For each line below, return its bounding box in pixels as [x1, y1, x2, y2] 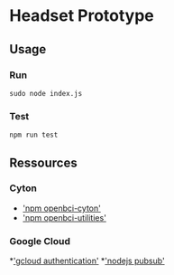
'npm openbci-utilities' [22, 212, 106, 223]
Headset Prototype [9, 5, 155, 26]
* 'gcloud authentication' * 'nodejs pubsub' [9, 255, 165, 267]
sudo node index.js [9, 89, 83, 98]
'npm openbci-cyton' [22, 203, 101, 213]
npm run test [9, 130, 59, 140]
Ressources [9, 155, 78, 170]
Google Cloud [9, 234, 70, 247]
